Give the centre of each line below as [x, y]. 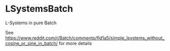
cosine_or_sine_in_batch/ [31, 43]
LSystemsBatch [39, 9]
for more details [75, 43]
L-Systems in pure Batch [31, 23]
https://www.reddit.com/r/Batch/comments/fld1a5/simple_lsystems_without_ [85, 38]
